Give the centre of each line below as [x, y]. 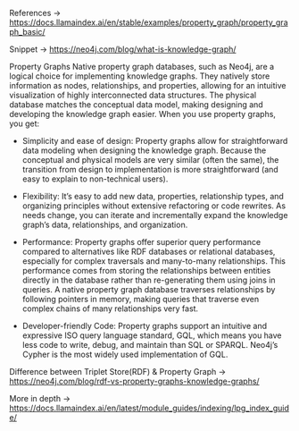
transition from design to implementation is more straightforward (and [150, 169]
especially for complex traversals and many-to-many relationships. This [154, 261]
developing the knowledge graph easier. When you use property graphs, [143, 114]
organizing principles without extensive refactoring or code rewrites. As [154, 206]
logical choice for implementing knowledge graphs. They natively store [140, 76]
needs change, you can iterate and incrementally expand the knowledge [155, 215]
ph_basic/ [28, 32]
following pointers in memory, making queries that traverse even [141, 299]
